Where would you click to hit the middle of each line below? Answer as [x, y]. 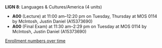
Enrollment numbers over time [35, 41]
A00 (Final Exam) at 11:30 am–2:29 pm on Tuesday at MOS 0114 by [79, 26]
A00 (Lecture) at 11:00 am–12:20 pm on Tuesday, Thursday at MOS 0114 [85, 16]
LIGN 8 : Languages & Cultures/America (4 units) [54, 7]
